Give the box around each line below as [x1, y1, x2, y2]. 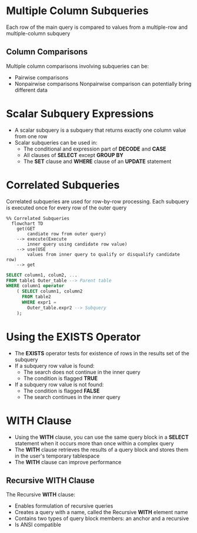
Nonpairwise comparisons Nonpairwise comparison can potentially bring [14, 80, 192, 87]
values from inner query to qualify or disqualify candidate [27, 251, 181, 257]
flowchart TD [11, 221, 44, 226]
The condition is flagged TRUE [23, 375, 98, 382]
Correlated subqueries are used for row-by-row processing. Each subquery [6, 198, 189, 205]
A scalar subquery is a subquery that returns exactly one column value [14, 126, 186, 134]
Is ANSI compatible [14, 521, 62, 528]
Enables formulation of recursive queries [14, 502, 113, 509]
